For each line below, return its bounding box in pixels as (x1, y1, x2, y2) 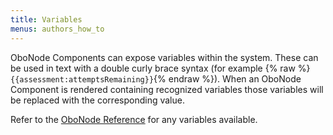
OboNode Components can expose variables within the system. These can (10, 51, 319, 63)
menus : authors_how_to (10, 24, 105, 34)
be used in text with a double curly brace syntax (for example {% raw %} (10, 62, 311, 74)
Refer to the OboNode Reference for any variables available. (10, 113, 258, 125)
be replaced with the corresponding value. (10, 94, 185, 106)
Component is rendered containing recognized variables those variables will (10, 83, 324, 95)
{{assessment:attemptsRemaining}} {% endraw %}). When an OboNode (10, 72, 302, 85)
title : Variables (10, 14, 83, 25)
